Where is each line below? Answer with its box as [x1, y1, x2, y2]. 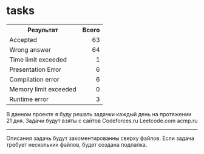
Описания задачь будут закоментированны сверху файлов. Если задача [6, 135, 194, 142]
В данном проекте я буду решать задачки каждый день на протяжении [6, 110, 192, 117]
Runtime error [9, 95, 49, 103]
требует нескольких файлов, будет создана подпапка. [6, 141, 148, 148]
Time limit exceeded [9, 55, 67, 64]
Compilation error [9, 75, 59, 83]
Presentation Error [9, 65, 62, 74]
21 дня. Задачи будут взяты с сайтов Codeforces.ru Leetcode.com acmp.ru [6, 117, 198, 124]
